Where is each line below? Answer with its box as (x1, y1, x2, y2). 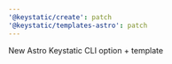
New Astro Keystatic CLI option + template (8, 45, 164, 55)
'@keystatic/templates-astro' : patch (8, 21, 148, 30)
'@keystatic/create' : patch (8, 12, 113, 22)
